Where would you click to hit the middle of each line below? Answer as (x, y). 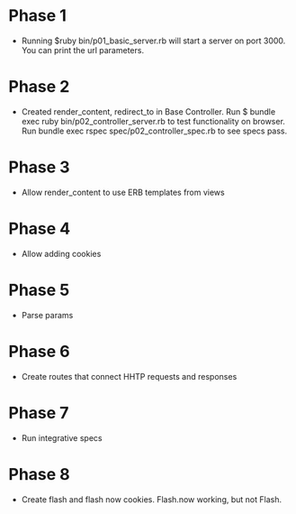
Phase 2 (39, 87)
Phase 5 (39, 290)
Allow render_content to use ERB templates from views (123, 192)
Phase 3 (39, 167)
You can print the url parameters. (83, 50)
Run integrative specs (62, 437)
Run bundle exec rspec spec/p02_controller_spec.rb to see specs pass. (154, 131)
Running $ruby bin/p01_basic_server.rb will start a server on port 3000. (153, 41)
